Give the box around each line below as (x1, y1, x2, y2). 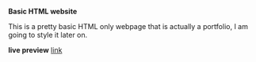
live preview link (8, 46, 63, 54)
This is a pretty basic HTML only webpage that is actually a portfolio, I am (8, 22, 248, 31)
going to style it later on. (8, 31, 88, 39)
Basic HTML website (8, 7, 78, 16)
